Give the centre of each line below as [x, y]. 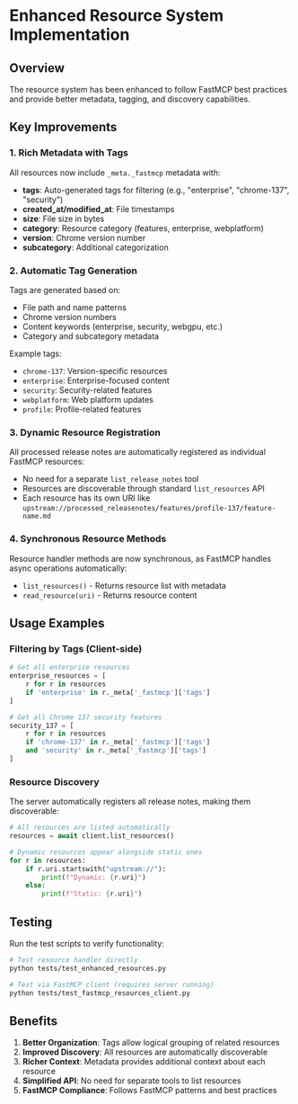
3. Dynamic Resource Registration [85, 432]
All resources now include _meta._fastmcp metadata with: [115, 173]
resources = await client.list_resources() [92, 836]
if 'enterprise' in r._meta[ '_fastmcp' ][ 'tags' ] [118, 692]
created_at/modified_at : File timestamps [98, 209]
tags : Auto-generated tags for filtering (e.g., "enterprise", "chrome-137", [156, 190]
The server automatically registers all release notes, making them [130, 802]
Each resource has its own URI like [86, 498]
